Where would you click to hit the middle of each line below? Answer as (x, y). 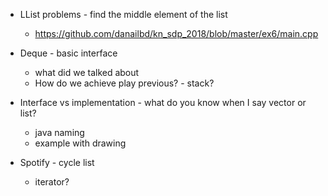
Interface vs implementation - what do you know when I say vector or (163, 102)
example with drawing (80, 143)
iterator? (52, 182)
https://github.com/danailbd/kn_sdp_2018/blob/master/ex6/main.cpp (176, 33)
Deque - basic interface (68, 53)
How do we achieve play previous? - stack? (124, 83)
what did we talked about (87, 72)
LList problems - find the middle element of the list (123, 14)
